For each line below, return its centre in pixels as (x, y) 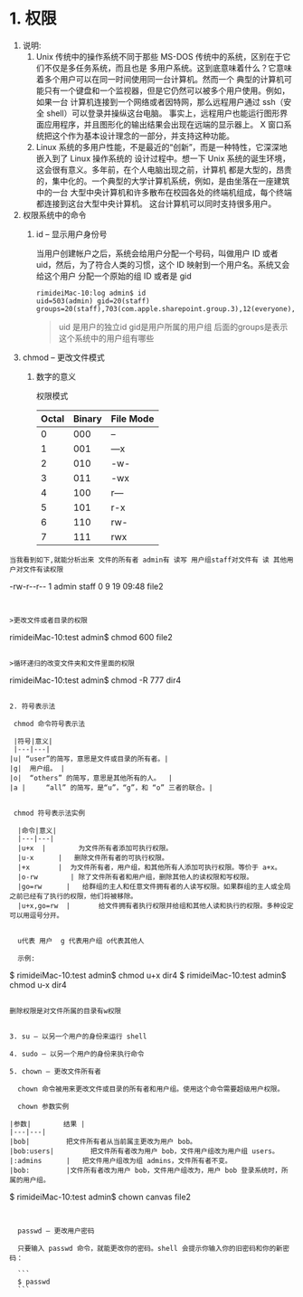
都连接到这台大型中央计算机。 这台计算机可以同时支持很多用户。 (156, 204)
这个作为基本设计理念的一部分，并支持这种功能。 (143, 136)
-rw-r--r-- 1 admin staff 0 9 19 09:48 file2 (86, 586)
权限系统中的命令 (54, 214)
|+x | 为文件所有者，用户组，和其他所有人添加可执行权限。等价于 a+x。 (150, 867)
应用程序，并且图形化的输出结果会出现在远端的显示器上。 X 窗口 (164, 124)
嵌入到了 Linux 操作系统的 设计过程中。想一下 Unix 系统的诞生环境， (163, 158)
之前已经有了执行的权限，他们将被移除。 (73, 896)
